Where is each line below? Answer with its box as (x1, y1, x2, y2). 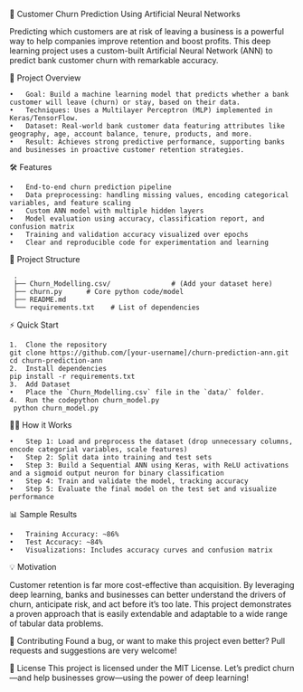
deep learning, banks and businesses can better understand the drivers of (9, 589, 287, 600)
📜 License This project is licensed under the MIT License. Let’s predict (9, 663, 271, 673)
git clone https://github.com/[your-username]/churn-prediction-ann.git (9, 348, 289, 357)
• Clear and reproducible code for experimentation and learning (9, 238, 270, 247)
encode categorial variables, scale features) (9, 445, 188, 454)
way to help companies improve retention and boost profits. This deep (9, 36, 271, 46)
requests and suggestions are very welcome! (9, 645, 178, 656)
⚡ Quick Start (9, 319, 59, 330)
